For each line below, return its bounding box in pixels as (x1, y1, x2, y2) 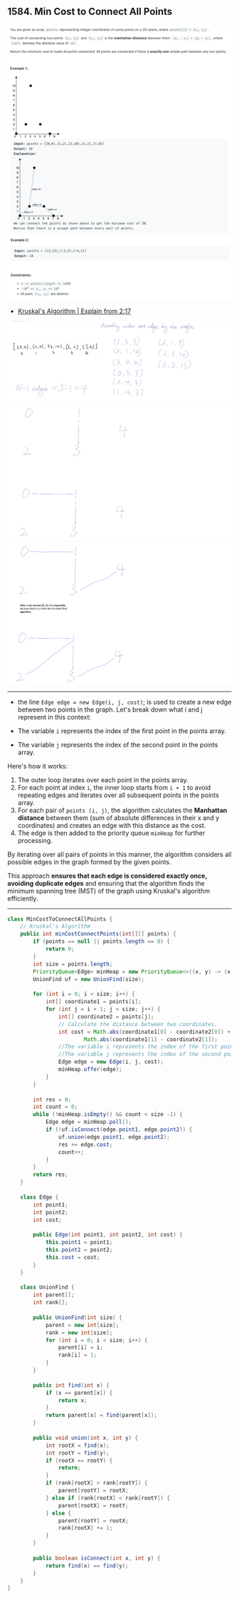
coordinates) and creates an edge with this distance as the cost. (17, 821, 206, 829)
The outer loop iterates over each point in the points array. (17, 775, 188, 784)
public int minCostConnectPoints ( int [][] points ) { (20, 931, 176, 938)
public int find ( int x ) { (33, 1381, 110, 1389)
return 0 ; (45, 946, 75, 953)
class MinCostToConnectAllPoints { (7, 916, 113, 923)
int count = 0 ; (33, 1103, 78, 1111)
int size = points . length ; (33, 961, 113, 968)
